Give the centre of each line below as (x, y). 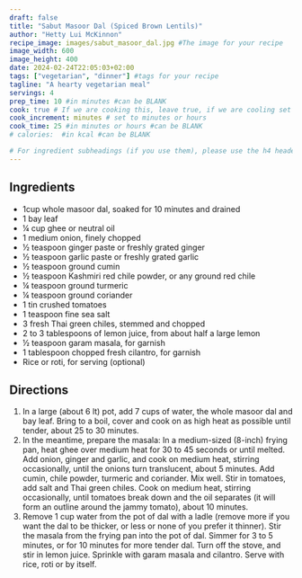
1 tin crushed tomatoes (64, 304)
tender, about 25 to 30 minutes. (80, 431)
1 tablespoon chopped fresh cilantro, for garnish (111, 352)
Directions (39, 390)
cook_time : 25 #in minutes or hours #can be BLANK (106, 127)
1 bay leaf (40, 218)
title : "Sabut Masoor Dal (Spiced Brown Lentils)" (106, 26)
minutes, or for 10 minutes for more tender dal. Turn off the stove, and (151, 546)
